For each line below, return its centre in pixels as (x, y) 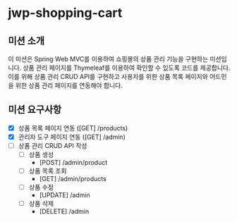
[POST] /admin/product (73, 163)
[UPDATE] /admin (65, 195)
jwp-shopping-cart (65, 13)
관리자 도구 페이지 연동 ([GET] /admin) (72, 137)
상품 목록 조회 (48, 171)
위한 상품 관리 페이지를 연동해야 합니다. (69, 85)
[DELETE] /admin (64, 211)
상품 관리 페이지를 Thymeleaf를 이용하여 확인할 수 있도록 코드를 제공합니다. (127, 68)
